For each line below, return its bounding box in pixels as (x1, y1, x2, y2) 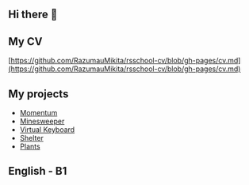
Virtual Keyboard (19, 125, 75, 134)
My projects (8, 87, 69, 100)
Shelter (19, 134, 44, 143)
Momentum (19, 108, 58, 118)
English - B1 (8, 164, 67, 178)
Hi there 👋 (8, 8, 58, 21)
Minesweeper (19, 116, 65, 126)
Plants (19, 142, 41, 151)
